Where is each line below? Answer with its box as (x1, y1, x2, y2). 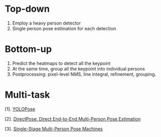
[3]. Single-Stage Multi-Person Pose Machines (5, 126, 103, 132)
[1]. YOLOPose (5, 106, 35, 112)
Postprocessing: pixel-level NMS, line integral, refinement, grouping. (12, 71, 156, 77)
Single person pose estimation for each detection (12, 25, 116, 31)
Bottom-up (5, 43, 52, 55)
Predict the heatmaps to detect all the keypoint (12, 60, 111, 66)
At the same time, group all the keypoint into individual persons (12, 65, 145, 72)
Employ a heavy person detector (12, 20, 81, 26)
